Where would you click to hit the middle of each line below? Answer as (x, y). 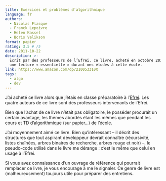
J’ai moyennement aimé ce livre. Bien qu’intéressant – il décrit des (72, 132)
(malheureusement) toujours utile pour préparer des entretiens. (69, 173)
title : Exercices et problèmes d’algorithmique (55, 10)
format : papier (21, 42)
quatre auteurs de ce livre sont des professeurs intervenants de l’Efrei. (77, 102)
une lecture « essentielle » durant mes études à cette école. (76, 65)
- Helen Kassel (25, 33)
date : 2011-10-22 (23, 51)
